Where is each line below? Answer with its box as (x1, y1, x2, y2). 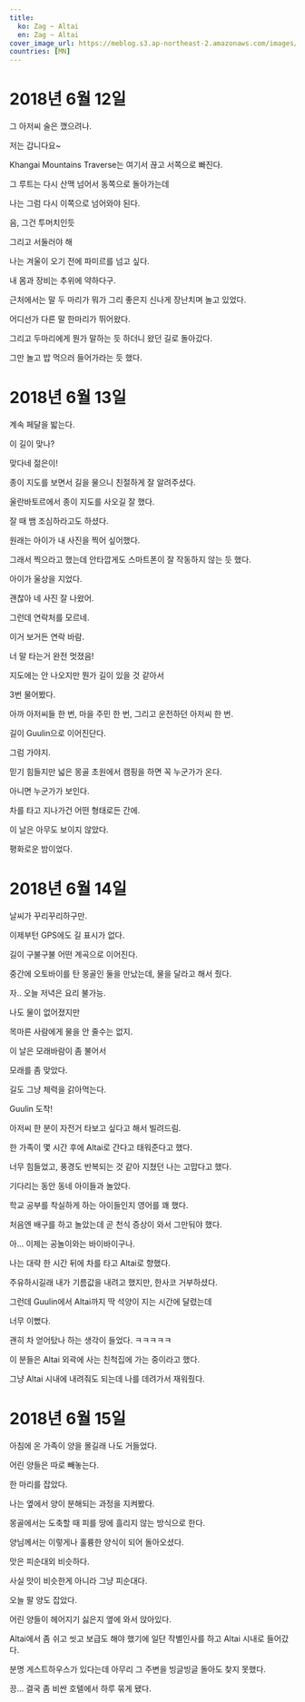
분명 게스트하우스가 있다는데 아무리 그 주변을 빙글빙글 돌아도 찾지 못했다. (9, 1663, 266, 1675)
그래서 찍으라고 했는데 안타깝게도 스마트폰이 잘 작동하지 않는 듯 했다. (9, 555, 251, 565)
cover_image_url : (9, 38, 75, 48)
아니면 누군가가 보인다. (9, 786, 90, 796)
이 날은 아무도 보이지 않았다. (9, 824, 109, 835)
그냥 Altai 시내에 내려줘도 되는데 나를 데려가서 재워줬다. (9, 1372, 206, 1384)
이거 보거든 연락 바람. (9, 632, 84, 642)
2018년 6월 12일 (9, 89, 127, 110)
